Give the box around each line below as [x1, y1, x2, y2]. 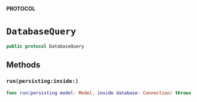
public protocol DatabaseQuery [6, 43, 84, 50]
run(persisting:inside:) [6, 78, 79, 85]
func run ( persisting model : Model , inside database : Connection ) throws [6, 89, 192, 96]
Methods [6, 60, 41, 70]
